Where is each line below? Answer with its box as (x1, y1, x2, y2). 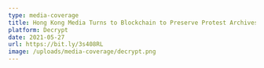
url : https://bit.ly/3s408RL (8, 41, 104, 48)
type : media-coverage (8, 11, 79, 20)
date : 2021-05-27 (8, 33, 65, 41)
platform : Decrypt (8, 26, 68, 34)
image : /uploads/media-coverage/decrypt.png (8, 48, 156, 55)
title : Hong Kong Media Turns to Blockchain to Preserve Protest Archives (8, 19, 258, 27)
